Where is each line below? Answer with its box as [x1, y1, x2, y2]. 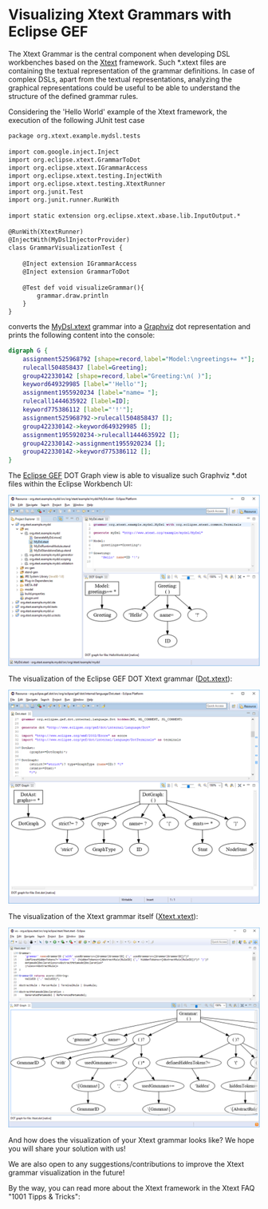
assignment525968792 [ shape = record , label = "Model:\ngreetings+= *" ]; [22, 355, 255, 363]
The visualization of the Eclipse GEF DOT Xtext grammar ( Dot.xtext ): [8, 674, 233, 683]
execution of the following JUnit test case [8, 115, 145, 125]
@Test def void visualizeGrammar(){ [22, 284, 145, 292]
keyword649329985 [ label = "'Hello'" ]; [22, 380, 148, 388]
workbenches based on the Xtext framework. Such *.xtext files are [8, 58, 227, 67]
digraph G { [8, 346, 48, 355]
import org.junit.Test [8, 188, 84, 196]
